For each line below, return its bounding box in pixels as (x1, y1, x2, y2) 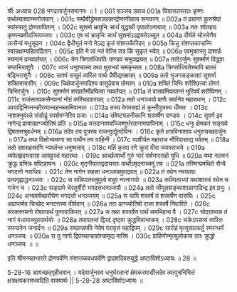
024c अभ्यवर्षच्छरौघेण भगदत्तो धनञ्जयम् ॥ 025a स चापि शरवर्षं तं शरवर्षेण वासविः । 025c (7, 191, 216, 200)
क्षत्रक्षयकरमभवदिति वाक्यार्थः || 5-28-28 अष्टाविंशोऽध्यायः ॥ (7, 276, 144, 285)
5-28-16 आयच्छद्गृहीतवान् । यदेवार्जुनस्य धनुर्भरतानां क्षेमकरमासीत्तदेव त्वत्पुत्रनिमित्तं (7, 268, 196, 276)
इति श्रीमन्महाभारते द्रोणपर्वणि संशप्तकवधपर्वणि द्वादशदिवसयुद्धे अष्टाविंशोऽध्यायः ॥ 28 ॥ (7, 254, 197, 262)
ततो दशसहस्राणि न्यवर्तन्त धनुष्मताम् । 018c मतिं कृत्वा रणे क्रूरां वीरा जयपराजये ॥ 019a (7, 144, 205, 151)
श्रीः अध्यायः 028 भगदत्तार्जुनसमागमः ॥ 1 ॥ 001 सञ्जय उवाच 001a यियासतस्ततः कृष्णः (7, 7, 204, 15)
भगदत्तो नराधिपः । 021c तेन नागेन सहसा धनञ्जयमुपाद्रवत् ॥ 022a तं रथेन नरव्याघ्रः (7, 168, 196, 176)
